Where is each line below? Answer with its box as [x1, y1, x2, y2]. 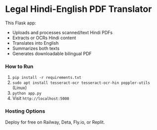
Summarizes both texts [12, 45, 60, 51]
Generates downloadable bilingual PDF [12, 51, 92, 57]
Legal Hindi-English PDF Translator [5, 3, 152, 15]
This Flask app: [5, 20, 36, 26]
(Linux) [12, 85, 27, 91]
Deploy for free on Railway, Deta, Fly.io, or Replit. [5, 119, 105, 125]
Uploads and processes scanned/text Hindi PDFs [12, 29, 113, 35]
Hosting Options [5, 108, 46, 115]
